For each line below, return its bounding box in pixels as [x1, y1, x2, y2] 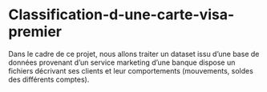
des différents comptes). [8, 74, 90, 84]
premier [8, 22, 63, 41]
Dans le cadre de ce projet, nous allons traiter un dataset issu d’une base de [8, 49, 260, 58]
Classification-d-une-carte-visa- [8, 6, 235, 24]
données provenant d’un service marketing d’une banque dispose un [8, 58, 236, 67]
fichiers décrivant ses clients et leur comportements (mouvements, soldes [8, 66, 254, 75]
